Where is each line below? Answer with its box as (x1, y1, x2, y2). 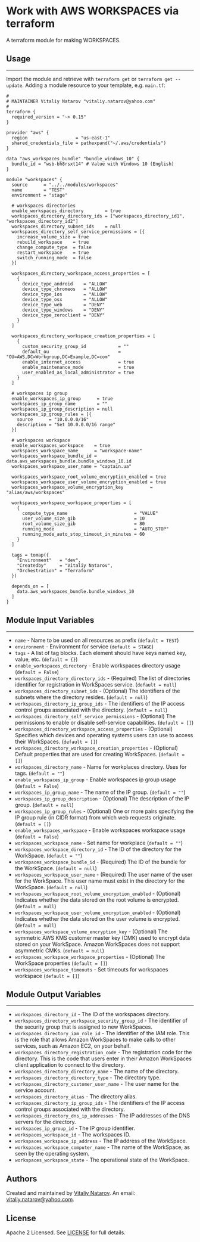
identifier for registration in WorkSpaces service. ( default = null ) (14, 681, 177, 688)
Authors (6, 1173, 37, 1184)
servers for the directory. (14, 1119, 76, 1126)
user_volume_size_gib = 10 (21, 516, 145, 521)
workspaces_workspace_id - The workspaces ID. (14, 1131, 131, 1138)
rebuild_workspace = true (17, 239, 89, 245)
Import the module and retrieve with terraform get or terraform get (6, 75, 173, 82)
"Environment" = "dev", (17, 557, 82, 563)
